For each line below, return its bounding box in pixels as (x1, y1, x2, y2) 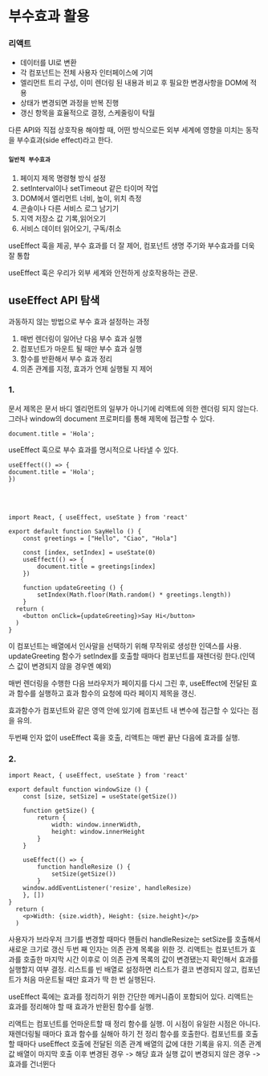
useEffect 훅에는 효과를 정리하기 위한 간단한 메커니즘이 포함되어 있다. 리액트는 (8, 991, 254, 1002)
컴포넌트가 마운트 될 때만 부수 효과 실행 (19, 344, 143, 353)
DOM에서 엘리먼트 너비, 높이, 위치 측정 (19, 193, 142, 203)
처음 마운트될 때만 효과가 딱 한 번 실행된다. (22, 975, 156, 984)
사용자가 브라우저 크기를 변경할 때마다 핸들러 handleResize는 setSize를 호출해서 (8, 934, 261, 944)
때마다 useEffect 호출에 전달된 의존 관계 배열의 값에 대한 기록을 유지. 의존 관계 (16, 1039, 262, 1049)
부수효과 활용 (8, 7, 90, 26)
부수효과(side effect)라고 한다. (16, 135, 113, 145)
